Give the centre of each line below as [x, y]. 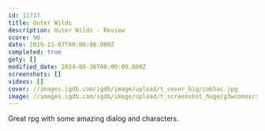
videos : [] [26, 81]
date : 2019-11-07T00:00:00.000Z [61, 45]
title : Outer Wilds [40, 23]
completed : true [35, 52]
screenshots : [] [35, 74]
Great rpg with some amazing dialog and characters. [93, 118]
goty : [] [22, 60]
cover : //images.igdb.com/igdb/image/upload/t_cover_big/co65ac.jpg [123, 89]
